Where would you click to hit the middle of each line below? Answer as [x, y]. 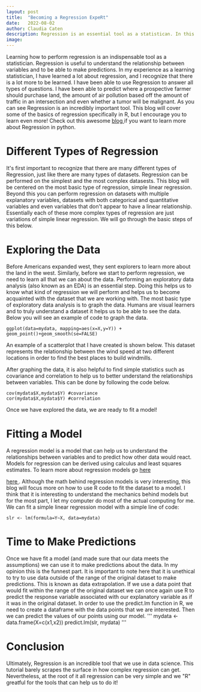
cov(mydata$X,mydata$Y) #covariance [52, 393]
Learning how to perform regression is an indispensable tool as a [86, 57]
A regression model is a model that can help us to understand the [87, 450]
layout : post [22, 12]
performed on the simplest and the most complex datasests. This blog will [97, 180]
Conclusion [35, 646]
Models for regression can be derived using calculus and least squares [94, 463]
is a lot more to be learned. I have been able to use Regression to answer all [100, 82]
